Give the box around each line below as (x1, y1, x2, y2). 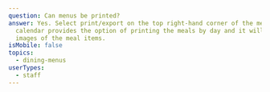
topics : (8, 49, 35, 57)
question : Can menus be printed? (8, 11, 121, 20)
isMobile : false (8, 42, 63, 50)
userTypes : (8, 64, 45, 72)
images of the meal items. (15, 34, 106, 42)
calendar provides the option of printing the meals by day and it (15, 26, 247, 34)
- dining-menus (15, 57, 67, 65)
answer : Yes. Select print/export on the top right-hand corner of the (8, 19, 253, 27)
